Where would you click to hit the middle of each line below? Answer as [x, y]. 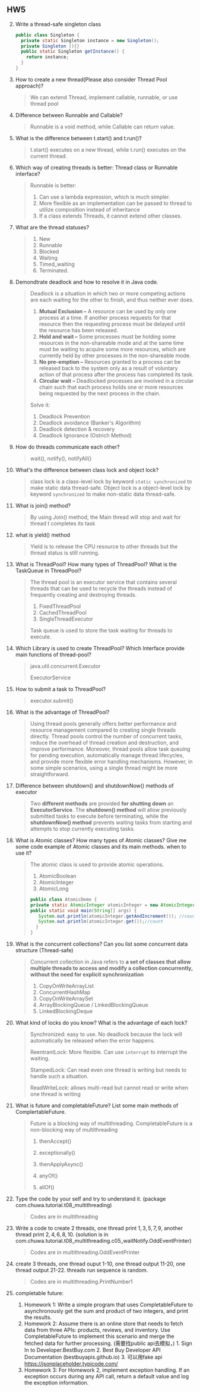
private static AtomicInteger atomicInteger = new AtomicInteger [112, 905]
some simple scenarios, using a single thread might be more [104, 768]
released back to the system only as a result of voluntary [108, 368]
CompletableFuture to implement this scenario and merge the [99, 1336]
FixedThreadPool [60, 606]
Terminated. [54, 270]
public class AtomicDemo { [64, 899]
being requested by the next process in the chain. [100, 393]
